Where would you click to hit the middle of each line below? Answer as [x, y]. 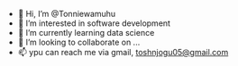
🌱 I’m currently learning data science [86, 33]
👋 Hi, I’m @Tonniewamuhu [67, 14]
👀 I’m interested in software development [94, 23]
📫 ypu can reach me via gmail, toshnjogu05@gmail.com [123, 52]
